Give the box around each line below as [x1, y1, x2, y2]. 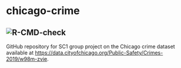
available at [6, 49, 34, 56]
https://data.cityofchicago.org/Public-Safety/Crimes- [35, 49, 163, 56]
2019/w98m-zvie [6, 56, 48, 62]
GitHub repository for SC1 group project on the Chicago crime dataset [6, 43, 175, 50]
